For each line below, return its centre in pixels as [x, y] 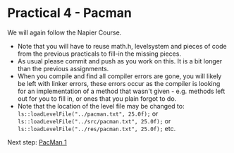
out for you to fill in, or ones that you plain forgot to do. [97, 98]
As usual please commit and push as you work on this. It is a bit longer [120, 61]
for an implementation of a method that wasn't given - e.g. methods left [121, 91]
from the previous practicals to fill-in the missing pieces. [99, 54]
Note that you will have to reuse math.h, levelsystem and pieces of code [122, 46]
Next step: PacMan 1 [37, 142]
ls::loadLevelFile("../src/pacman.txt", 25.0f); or [94, 121]
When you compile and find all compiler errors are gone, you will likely [119, 76]
